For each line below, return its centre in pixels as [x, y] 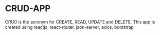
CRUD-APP [28, 9]
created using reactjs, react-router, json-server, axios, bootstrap [69, 27]
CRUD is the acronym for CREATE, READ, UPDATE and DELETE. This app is [80, 22]
